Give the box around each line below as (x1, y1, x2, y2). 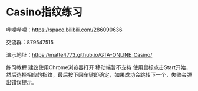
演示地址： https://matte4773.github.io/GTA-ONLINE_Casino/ (6, 51, 153, 58)
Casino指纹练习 (6, 5, 82, 19)
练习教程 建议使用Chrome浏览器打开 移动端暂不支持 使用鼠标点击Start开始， (6, 63, 192, 71)
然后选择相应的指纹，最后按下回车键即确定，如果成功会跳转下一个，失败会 (6, 71, 187, 78)
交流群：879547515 (6, 38, 54, 45)
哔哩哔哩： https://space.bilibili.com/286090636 (6, 26, 123, 33)
